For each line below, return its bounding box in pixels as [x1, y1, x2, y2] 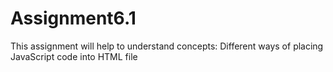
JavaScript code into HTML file [10, 50, 138, 62]
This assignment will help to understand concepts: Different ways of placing [10, 40, 324, 52]
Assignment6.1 [10, 7, 137, 30]
